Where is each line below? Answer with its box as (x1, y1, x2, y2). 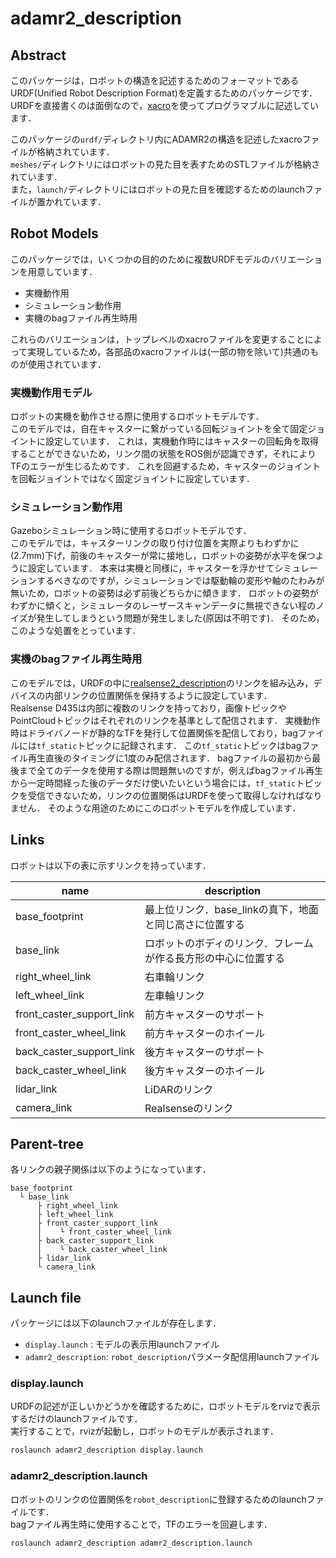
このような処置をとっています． (10, 625, 142, 637)
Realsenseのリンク (144, 1101, 234, 1115)
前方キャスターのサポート (144, 1007, 266, 1021)
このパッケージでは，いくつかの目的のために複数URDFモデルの (10, 253, 271, 265)
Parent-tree (10, 1135, 85, 1152)
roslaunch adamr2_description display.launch (10, 1445, 203, 1456)
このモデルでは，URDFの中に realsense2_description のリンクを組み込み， (10, 677, 314, 689)
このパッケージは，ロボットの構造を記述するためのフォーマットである (10, 75, 300, 86)
